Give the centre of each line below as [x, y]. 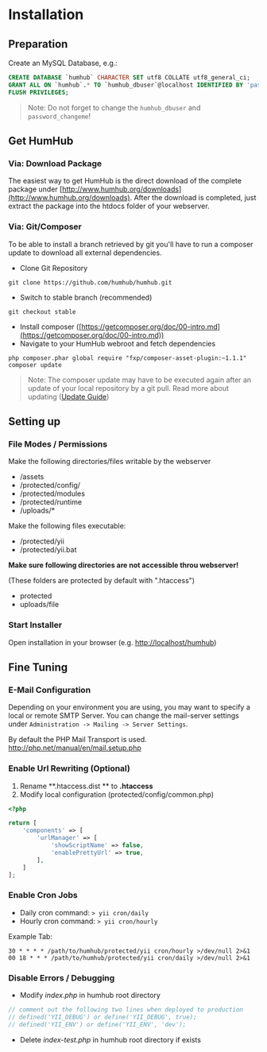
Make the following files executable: [67, 526]
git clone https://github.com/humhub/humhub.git [90, 282]
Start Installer [35, 625]
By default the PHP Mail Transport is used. [77, 740]
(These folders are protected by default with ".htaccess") [102, 581]
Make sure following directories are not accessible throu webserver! [124, 565]
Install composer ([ [50, 327]
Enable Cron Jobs [43, 895]
